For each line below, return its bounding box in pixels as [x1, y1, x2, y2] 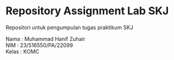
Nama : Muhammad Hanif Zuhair [5, 35, 86, 42]
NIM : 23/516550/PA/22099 [5, 42, 73, 49]
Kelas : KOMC [5, 48, 40, 55]
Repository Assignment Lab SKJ [5, 4, 169, 18]
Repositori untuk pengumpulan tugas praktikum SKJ [5, 24, 133, 31]
